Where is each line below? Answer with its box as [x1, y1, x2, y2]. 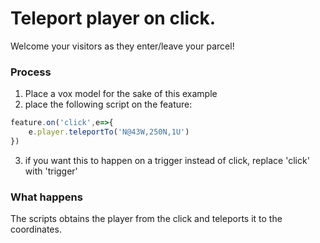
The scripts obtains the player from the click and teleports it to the [10, 213, 283, 225]
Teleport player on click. [10, 7, 217, 30]
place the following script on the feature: [24, 98, 193, 111]
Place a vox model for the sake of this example [24, 88, 218, 100]
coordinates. [10, 223, 62, 236]
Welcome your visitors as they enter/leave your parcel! [10, 40, 235, 52]
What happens [10, 190, 83, 204]
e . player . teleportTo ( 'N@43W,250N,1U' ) [28, 127, 190, 137]
